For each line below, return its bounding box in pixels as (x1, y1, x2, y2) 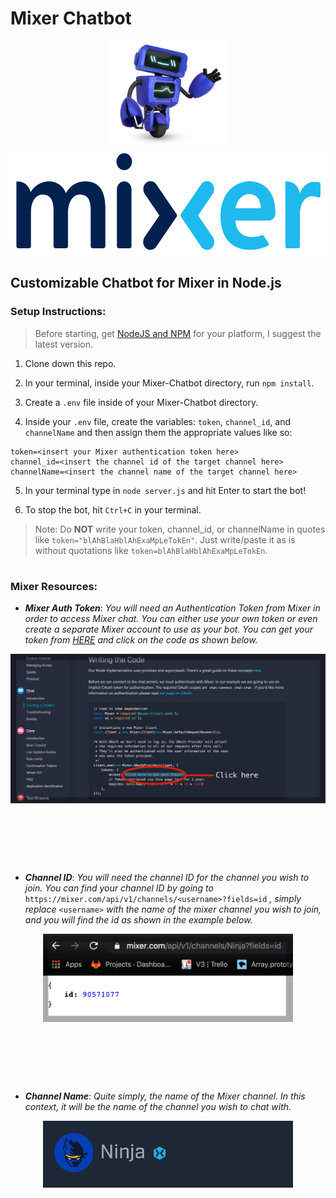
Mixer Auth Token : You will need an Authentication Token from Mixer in (24, 602, 321, 614)
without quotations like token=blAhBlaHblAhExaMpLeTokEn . (34, 544, 268, 556)
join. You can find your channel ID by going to (24, 882, 214, 894)
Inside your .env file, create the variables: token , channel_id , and (24, 415, 292, 427)
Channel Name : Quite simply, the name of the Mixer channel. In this (24, 1090, 306, 1102)
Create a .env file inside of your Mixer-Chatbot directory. (24, 396, 259, 408)
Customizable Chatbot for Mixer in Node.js (10, 275, 282, 292)
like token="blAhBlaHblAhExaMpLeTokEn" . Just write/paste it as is (34, 533, 296, 546)
